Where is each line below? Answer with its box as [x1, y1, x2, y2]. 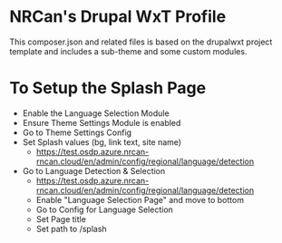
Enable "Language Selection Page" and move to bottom [35, 194, 245, 205]
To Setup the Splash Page [9, 78, 207, 99]
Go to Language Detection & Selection [22, 165, 166, 176]
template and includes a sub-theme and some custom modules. [9, 45, 248, 56]
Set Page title [35, 213, 86, 224]
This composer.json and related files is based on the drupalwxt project [9, 36, 273, 47]
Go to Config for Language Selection [35, 204, 174, 215]
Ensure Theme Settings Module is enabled [22, 117, 181, 128]
